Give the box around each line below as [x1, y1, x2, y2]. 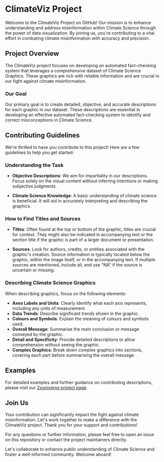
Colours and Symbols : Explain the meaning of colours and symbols [12, 316, 149, 321]
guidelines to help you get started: [5, 149, 74, 155]
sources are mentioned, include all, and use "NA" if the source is [12, 262, 142, 268]
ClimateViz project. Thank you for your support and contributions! [5, 422, 138, 428]
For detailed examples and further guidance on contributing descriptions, [5, 379, 153, 385]
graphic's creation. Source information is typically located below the [12, 251, 150, 258]
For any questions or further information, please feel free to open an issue [5, 432, 154, 438]
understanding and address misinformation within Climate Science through [5, 24, 156, 30]
